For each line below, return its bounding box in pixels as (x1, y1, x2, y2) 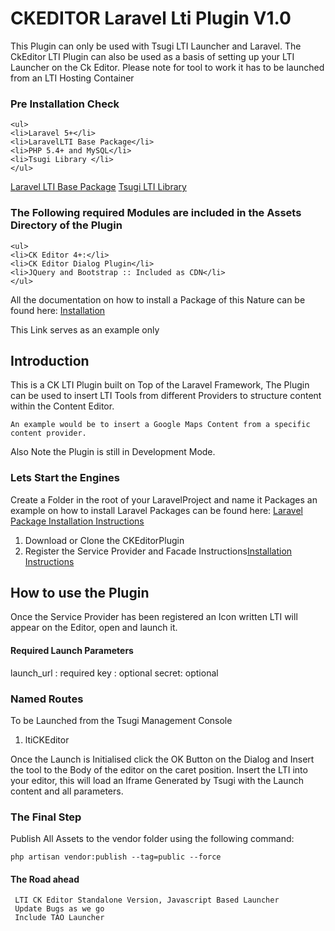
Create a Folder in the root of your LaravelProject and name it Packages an (10, 493, 318, 506)
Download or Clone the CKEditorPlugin (24, 534, 185, 546)
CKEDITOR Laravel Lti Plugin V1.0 (10, 7, 292, 30)
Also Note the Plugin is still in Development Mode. (10, 446, 216, 458)
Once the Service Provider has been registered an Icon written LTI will (10, 611, 298, 623)
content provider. (10, 428, 87, 439)
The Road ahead (10, 873, 80, 885)
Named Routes (10, 692, 84, 706)
